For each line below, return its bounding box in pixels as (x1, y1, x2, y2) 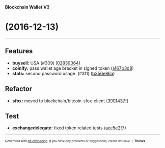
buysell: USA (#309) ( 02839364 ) (12, 60, 81, 66)
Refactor (5, 85, 32, 93)
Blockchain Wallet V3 (5, 4, 50, 10)
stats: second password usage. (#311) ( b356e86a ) (12, 70, 115, 76)
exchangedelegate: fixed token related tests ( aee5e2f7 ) (12, 125, 126, 131)
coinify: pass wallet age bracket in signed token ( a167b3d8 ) (12, 65, 134, 71)
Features (5, 47, 33, 56)
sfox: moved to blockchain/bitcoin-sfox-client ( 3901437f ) (12, 98, 129, 104)
